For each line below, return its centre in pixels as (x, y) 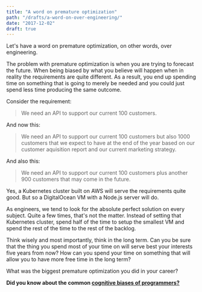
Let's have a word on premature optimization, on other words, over (89, 46)
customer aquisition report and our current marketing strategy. (99, 149)
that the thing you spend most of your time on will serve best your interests (99, 247)
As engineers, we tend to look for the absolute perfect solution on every (96, 209)
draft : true (21, 29)
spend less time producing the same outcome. (64, 90)
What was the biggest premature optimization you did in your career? (92, 271)
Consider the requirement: (39, 102)
